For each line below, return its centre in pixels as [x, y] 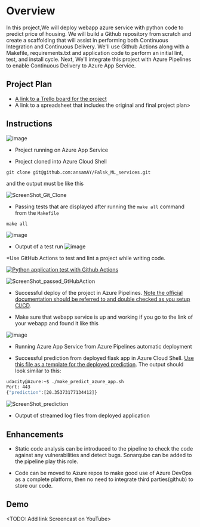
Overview [31, 11]
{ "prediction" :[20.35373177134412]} [52, 393]
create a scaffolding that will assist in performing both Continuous [87, 40]
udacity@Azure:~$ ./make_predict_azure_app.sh [65, 381]
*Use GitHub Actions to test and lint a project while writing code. [86, 258]
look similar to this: [38, 371]
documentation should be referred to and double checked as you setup [102, 299]
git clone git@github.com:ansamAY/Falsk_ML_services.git [79, 172]
